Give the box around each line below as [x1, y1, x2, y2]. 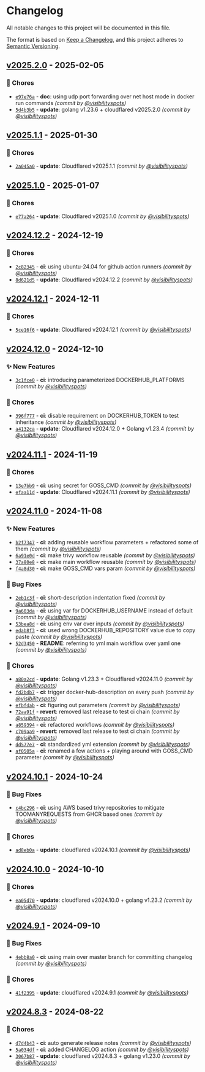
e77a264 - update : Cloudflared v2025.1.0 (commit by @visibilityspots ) [15, 213, 190, 220]
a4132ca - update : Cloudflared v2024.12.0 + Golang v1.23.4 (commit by [15, 425, 195, 432]
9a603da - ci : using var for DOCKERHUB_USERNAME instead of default [15, 607, 193, 614]
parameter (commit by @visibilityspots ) [15, 754, 115, 761]
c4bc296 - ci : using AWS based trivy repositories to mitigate [15, 804, 165, 812]
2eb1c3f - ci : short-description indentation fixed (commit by [15, 594, 165, 601]
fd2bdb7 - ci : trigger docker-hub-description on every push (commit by [15, 689, 194, 696]
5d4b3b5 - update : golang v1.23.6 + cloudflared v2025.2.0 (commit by [15, 106, 191, 113]
